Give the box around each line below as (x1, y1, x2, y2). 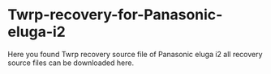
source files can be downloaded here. (7, 58, 135, 68)
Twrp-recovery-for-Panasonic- (7, 6, 223, 24)
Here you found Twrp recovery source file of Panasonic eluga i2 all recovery (7, 49, 263, 59)
